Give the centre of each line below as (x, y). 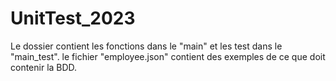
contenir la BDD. (44, 67)
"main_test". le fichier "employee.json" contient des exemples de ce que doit (168, 56)
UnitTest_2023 (73, 18)
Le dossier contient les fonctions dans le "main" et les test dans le (146, 46)
